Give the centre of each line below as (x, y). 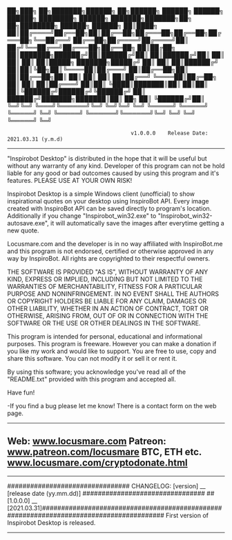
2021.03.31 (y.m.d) (35, 139)
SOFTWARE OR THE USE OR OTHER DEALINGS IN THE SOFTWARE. (104, 323)
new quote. (23, 230)
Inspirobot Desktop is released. (51, 522)
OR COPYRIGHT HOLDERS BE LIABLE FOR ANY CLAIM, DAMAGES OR (107, 301)
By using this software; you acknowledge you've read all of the (97, 372)
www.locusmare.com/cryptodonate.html (97, 463)
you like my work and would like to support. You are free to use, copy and (112, 351)
